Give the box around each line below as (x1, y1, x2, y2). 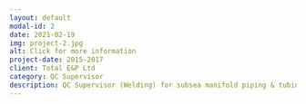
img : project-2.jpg (9, 38, 84, 48)
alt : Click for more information (9, 47, 137, 56)
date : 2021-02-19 (9, 30, 76, 39)
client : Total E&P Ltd (9, 64, 96, 73)
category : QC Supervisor (9, 72, 104, 81)
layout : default (9, 13, 71, 23)
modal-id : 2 (9, 22, 55, 31)
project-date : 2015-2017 (9, 55, 104, 64)
